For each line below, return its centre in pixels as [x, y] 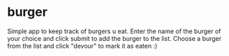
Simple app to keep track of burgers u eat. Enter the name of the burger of [114, 31]
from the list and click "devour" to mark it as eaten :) [82, 46]
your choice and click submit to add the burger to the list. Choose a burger [114, 38]
